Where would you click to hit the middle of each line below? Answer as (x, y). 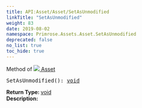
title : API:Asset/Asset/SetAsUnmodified (58, 12)
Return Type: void (29, 92)
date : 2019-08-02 (28, 29)
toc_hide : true (25, 51)
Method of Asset (31, 69)
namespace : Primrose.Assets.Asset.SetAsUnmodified (71, 34)
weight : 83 (20, 23)
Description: (22, 98)
